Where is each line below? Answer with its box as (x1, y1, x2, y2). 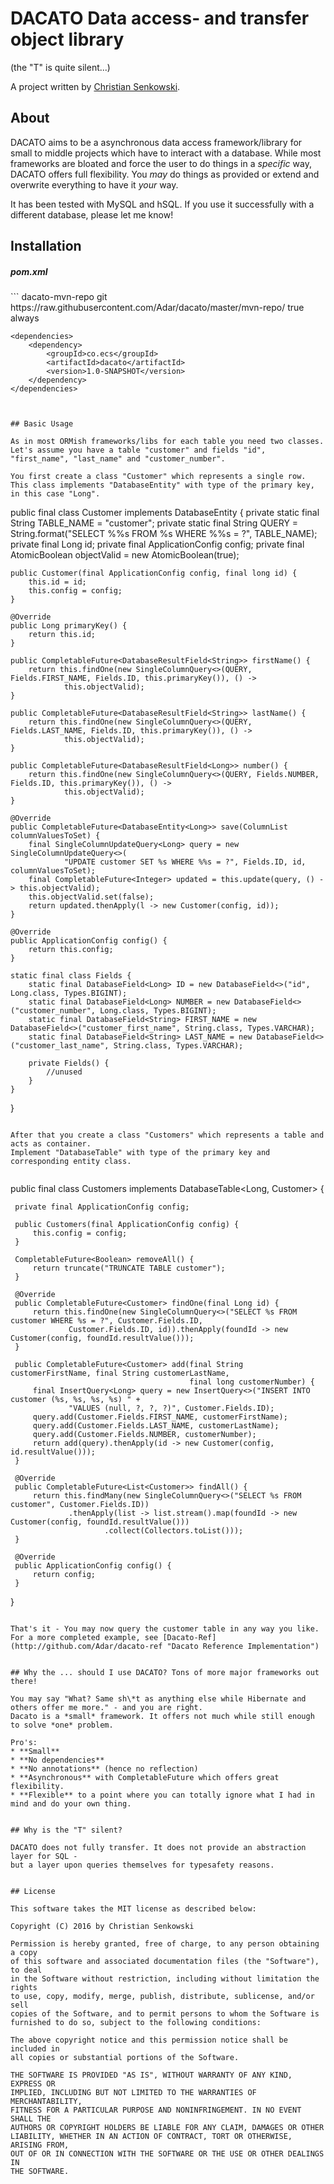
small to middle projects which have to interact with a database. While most (10, 147, 322, 159)
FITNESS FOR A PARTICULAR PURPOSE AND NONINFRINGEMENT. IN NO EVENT (10, 2105, 302, 2116)
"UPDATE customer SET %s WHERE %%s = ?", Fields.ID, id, (63, 857, 307, 867)
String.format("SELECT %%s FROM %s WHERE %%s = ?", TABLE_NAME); (10, 528, 318, 540)
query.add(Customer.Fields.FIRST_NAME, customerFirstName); (32, 1412, 288, 1422)
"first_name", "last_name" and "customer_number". (10, 454, 226, 464)
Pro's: (10, 1738, 38, 1748)
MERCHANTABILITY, (10, 2097, 83, 2107)
